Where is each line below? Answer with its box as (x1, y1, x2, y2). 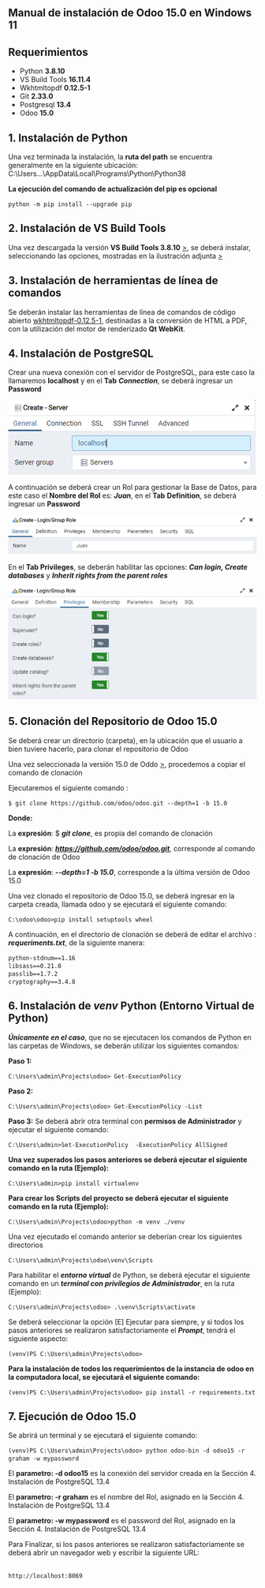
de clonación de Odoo (8, 852, 80, 861)
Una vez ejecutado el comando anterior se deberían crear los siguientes (8, 1231, 243, 1241)
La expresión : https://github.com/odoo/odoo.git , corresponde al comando (8, 843, 256, 853)
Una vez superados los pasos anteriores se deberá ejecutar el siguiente (8, 1155, 248, 1164)
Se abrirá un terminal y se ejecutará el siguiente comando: (8, 1431, 198, 1440)
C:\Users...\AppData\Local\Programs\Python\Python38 (8, 169, 187, 178)
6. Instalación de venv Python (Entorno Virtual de (8, 1000, 255, 1013)
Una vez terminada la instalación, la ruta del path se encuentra (8, 152, 213, 162)
